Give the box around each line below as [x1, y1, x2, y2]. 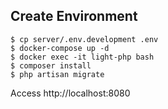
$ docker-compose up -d [10, 43, 110, 53]
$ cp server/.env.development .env [10, 34, 159, 44]
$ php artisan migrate [10, 69, 105, 79]
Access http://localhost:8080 [10, 87, 131, 99]
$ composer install [10, 60, 92, 71]
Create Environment [10, 8, 138, 25]
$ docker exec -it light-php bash [10, 52, 155, 62]
